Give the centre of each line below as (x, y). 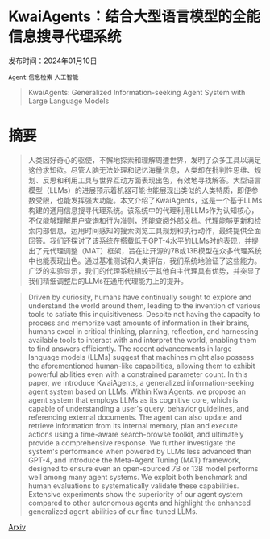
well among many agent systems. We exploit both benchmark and (137, 477)
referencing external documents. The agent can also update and (135, 417)
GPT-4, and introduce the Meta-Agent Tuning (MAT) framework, (135, 460)
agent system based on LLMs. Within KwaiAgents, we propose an (137, 391)
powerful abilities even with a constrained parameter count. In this (138, 374)
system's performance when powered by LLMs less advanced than (140, 451)
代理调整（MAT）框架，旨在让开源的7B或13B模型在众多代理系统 (156, 250)
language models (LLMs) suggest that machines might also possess (141, 357)
